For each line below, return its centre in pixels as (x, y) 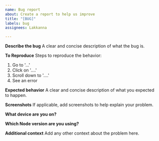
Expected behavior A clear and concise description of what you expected (80, 90)
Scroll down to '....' (31, 75)
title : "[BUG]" (21, 19)
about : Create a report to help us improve (50, 14)
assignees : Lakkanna (26, 28)
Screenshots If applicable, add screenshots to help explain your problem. (79, 105)
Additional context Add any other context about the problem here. (72, 133)
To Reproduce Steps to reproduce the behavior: (53, 56)
